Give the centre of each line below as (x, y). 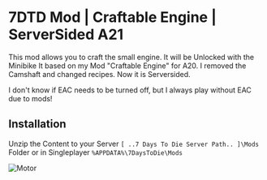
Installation (37, 124)
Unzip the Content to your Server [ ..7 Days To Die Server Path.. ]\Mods (134, 144)
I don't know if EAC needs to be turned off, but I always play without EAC (130, 90)
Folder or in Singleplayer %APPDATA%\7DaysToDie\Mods (95, 152)
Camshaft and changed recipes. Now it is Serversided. (99, 74)
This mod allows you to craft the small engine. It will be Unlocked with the (131, 57)
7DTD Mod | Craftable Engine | (112, 17)
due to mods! (30, 98)
